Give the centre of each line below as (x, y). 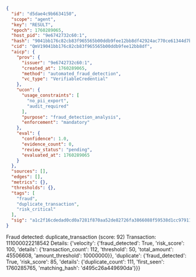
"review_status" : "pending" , (57, 150)
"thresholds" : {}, (34, 188)
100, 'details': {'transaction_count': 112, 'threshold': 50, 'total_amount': (90, 249)
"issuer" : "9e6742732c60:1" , (57, 63)
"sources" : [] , (30, 172)
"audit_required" (48, 106)
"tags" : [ (23, 193)
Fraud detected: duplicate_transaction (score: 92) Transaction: (81, 237)
